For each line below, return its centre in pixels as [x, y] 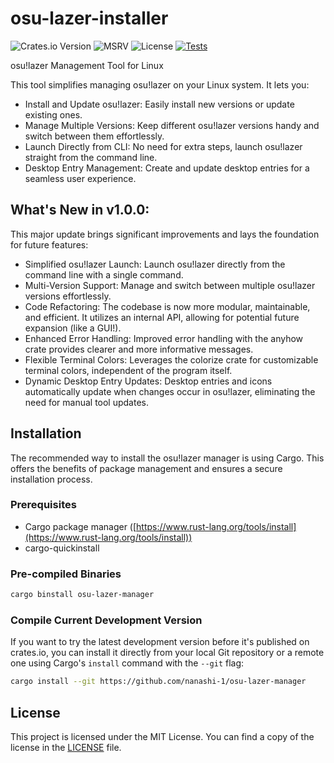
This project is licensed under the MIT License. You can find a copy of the [162, 737]
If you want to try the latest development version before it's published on [160, 642]
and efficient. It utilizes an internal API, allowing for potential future [162, 317]
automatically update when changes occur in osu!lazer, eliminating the [170, 391]
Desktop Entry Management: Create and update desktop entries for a [167, 168]
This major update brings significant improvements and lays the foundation [165, 234]
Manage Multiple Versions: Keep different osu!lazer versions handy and [172, 125]
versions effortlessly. [68, 296]
